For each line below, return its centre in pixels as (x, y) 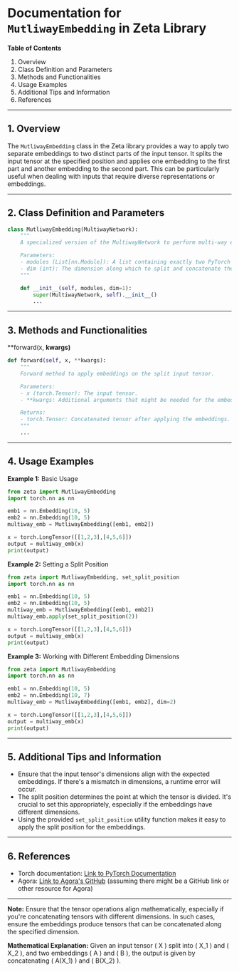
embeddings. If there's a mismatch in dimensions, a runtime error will (119, 782)
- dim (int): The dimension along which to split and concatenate (121, 269)
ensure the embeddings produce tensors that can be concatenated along (115, 924)
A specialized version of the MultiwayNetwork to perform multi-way (124, 243)
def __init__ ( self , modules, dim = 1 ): (76, 288)
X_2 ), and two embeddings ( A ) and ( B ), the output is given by (101, 953)
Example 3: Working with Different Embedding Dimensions (94, 656)
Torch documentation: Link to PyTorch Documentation (97, 874)
